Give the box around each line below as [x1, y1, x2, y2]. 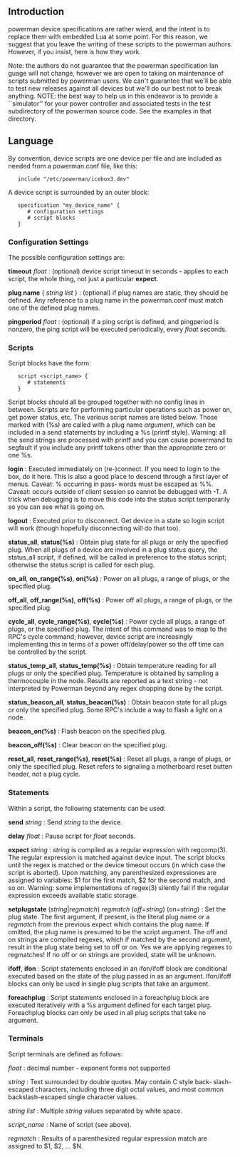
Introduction [8, 6, 65, 18]
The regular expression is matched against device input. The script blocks [8, 853, 226, 862]
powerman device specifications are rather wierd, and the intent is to [8, 24, 210, 33]
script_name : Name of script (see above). [8, 1120, 132, 1128]
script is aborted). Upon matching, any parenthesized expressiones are [8, 868, 216, 876]
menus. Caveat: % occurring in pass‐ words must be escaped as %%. [8, 480, 214, 488]
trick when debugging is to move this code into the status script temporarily [8, 495, 231, 504]
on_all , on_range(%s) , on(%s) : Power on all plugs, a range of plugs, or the [8, 575, 230, 583]
